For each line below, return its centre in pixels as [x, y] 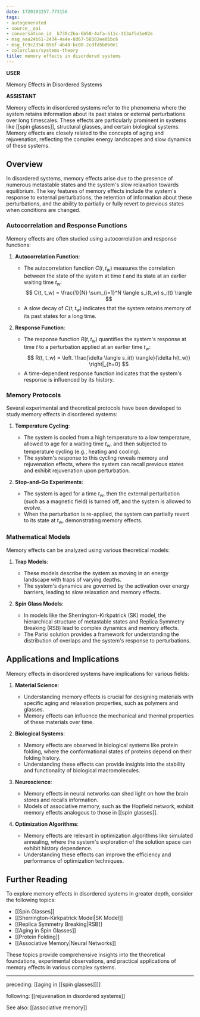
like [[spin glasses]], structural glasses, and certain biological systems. [93, 126]
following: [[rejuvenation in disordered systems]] [66, 996]
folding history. [42, 757]
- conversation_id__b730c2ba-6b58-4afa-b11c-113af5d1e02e [79, 34]
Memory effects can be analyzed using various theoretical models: [88, 550]
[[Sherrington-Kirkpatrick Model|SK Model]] [69, 918]
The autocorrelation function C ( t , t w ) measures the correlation [99, 269]
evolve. [32, 507]
